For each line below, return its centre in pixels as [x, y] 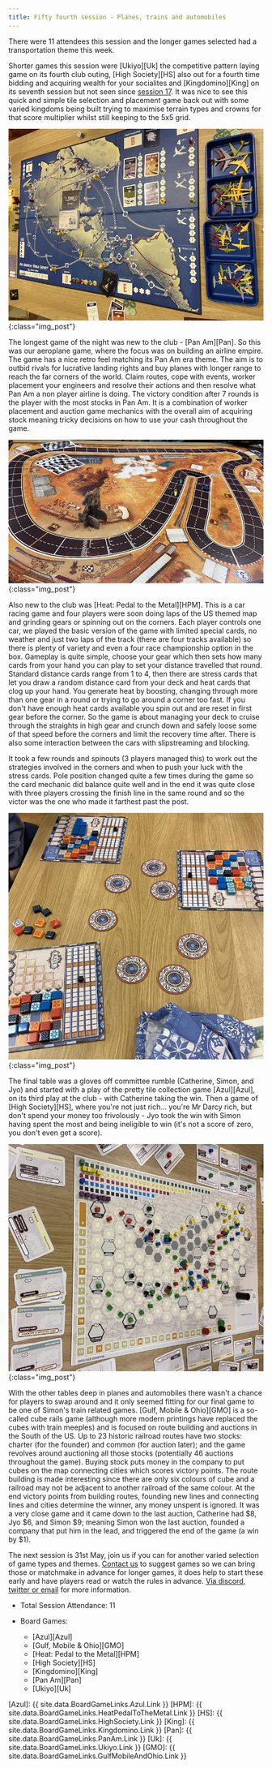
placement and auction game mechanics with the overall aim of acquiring [130, 411]
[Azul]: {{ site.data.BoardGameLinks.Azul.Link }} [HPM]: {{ [105, 1704]
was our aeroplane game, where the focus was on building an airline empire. [136, 351]
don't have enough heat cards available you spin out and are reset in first [130, 708]
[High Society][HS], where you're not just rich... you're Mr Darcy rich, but [130, 1107]
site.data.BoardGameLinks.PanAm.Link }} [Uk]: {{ [90, 1738]
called [19, 1418]
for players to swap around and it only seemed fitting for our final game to [132, 1401]
